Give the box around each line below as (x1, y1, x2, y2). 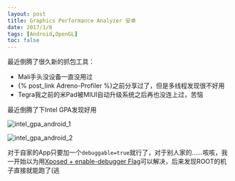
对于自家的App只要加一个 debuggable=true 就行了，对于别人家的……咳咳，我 (7, 148, 228, 157)
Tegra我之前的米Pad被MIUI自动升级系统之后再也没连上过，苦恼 (17, 90, 204, 99)
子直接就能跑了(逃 (7, 166, 61, 175)
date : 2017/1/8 (7, 24, 53, 31)
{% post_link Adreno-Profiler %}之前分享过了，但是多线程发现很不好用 (17, 81, 225, 90)
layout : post (7, 10, 46, 18)
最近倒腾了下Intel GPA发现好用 (7, 105, 97, 114)
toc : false (7, 37, 40, 44)
